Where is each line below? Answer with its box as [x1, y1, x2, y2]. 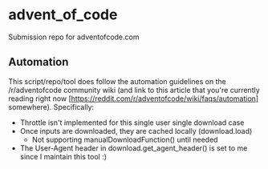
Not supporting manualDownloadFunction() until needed [31, 135, 218, 144]
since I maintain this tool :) [19, 151, 107, 161]
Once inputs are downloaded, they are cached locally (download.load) [19, 126, 253, 135]
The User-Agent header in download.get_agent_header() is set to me [19, 143, 248, 153]
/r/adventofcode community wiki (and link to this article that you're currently [8, 85, 261, 95]
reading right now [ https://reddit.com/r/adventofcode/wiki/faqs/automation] [8, 94, 259, 103]
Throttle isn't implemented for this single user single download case [19, 118, 245, 127]
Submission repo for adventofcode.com [8, 32, 140, 42]
